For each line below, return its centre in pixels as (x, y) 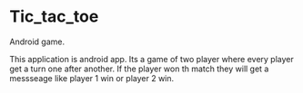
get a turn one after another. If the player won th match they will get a (139, 69)
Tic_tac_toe (54, 17)
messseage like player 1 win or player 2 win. (92, 78)
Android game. (37, 42)
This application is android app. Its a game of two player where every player (151, 59)
